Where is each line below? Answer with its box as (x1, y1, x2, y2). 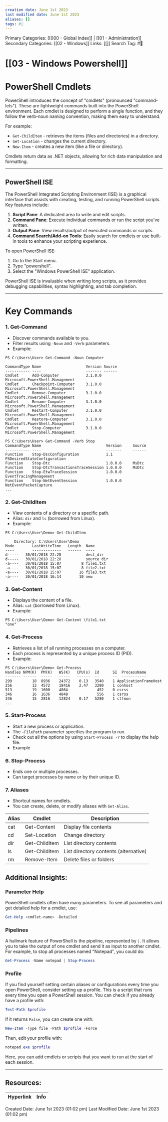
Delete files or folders (63, 856, 114, 863)
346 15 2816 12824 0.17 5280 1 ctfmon (5, 696, 131, 701)
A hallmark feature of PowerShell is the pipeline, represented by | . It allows (5, 938, 159, 944)
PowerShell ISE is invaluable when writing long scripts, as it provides (5, 278, 146, 284)
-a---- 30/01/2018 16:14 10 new (5, 574, 93, 579)
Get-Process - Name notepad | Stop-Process (5, 958, 95, 964)
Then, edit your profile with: (5, 1035, 62, 1041)
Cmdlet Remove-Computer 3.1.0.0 (5, 390, 101, 395)
